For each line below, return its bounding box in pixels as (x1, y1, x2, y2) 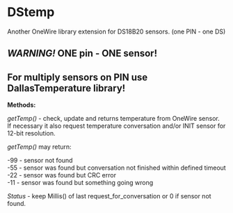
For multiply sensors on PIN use (7, 71, 148, 83)
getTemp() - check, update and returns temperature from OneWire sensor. (7, 115, 220, 123)
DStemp (7, 4, 55, 20)
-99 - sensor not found (7, 156, 73, 165)
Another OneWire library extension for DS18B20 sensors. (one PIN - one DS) (7, 27, 226, 36)
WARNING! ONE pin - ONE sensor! (7, 47, 158, 59)
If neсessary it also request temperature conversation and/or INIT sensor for (7, 122, 226, 130)
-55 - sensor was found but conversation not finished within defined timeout (7, 163, 226, 172)
